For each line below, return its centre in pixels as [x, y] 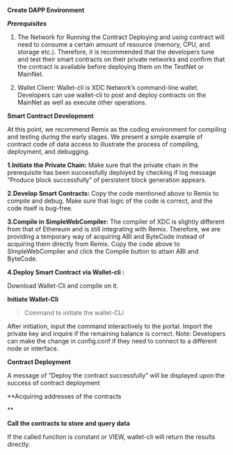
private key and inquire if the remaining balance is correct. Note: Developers [116, 333]
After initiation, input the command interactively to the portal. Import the [110, 326]
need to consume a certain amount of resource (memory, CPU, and [114, 44]
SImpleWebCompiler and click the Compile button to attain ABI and [103, 251]
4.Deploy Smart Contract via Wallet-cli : [66, 272]
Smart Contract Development [50, 116]
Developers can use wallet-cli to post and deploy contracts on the [112, 95]
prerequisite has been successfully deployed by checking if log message [112, 172]
